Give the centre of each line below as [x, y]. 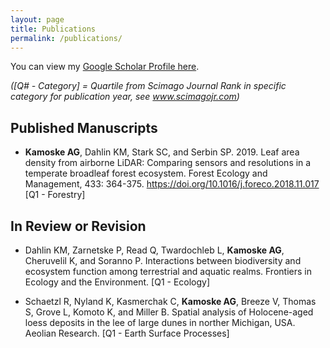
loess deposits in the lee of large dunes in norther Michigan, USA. [160, 322]
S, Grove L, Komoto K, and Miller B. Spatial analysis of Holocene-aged [169, 312]
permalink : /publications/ [66, 38]
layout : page [37, 19]
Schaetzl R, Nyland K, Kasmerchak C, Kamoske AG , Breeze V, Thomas [170, 301]
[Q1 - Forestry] [55, 195]
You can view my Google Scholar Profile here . [105, 67]
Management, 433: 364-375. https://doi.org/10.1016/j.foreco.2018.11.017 [172, 184]
